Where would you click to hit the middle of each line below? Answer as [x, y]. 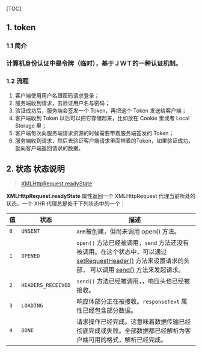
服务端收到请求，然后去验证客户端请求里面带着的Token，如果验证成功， [104, 140]
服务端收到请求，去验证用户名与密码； [62, 103]
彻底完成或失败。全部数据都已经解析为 [130, 331]
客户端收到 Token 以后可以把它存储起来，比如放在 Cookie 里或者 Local [102, 118]
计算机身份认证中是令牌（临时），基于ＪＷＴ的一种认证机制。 [94, 64]
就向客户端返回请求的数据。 [49, 148]
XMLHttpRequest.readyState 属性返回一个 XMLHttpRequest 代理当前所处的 [101, 196]
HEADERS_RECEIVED [46, 286]
